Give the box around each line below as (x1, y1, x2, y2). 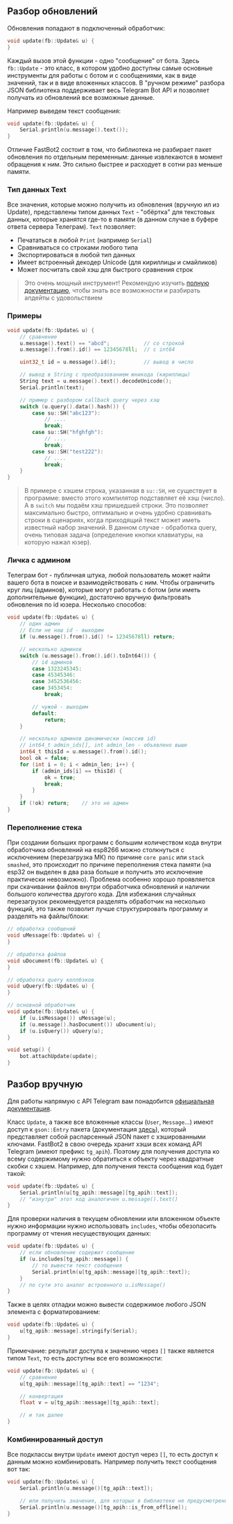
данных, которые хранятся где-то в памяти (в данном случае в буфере (7, 215, 218, 224)
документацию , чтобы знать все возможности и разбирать (24, 286, 201, 295)
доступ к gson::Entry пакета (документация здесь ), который (7, 1125, 187, 1133)
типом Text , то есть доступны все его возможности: (7, 1353, 163, 1362)
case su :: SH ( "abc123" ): (32, 409, 101, 417)
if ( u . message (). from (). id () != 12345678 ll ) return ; (19, 634, 175, 641)
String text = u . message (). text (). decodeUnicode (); (19, 378, 172, 385)
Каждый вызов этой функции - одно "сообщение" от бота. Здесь (7, 56, 200, 64)
